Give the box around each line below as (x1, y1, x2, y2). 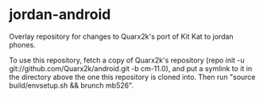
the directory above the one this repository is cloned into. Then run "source (9, 72, 257, 81)
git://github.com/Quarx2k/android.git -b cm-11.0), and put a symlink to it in (9, 63, 253, 73)
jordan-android (9, 6, 111, 24)
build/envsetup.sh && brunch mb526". (9, 81, 134, 90)
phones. (9, 40, 37, 49)
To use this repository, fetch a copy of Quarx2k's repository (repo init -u (9, 55, 245, 65)
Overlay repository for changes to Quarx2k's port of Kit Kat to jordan (9, 32, 234, 41)
